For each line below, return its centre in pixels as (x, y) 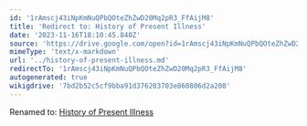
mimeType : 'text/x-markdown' (65, 52)
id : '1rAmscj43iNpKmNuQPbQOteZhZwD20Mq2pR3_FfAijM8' (112, 18)
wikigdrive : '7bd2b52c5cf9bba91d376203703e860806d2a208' (120, 86)
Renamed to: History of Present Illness (81, 111)
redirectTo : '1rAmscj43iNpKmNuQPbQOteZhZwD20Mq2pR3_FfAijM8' (128, 69)
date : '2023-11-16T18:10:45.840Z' (75, 35)
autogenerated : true (49, 78)
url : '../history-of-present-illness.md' (90, 60)
